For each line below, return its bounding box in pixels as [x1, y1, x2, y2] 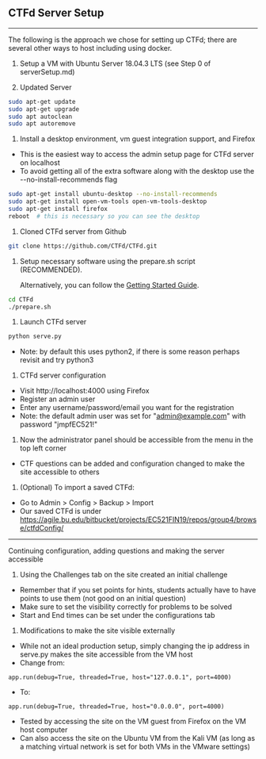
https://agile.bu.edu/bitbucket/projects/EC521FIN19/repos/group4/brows [19, 515, 257, 524]
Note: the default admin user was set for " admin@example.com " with [19, 412, 246, 421]
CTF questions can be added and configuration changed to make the [19, 459, 245, 469]
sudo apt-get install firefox [8, 205, 108, 213]
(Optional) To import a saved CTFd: [19, 483, 135, 493]
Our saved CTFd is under [19, 507, 102, 516]
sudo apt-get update [8, 98, 77, 105]
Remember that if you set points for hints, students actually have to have [19, 585, 256, 595]
